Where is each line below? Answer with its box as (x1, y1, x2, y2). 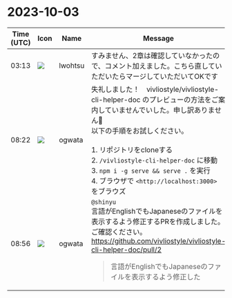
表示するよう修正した (130, 272, 201, 281)
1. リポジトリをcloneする (90, 145, 173, 154)
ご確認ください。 (90, 227, 147, 236)
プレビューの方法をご (148, 95, 219, 104)
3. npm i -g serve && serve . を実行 (90, 165, 211, 175)
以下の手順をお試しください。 (90, 126, 188, 136)
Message (142, 33, 175, 43)
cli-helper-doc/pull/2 (90, 245, 162, 254)
